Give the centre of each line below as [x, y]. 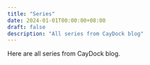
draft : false [27, 27]
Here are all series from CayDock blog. [64, 54]
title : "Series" [31, 14]
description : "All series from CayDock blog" [75, 34]
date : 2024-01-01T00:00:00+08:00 [57, 20]
